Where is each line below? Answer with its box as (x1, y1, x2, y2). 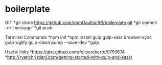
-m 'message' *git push (5, 24, 53, 30)
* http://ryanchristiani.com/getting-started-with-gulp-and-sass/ (5, 54, 133, 60)
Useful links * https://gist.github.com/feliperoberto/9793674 (5, 49, 125, 55)
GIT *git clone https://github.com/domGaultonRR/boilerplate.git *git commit (5, 20, 158, 25)
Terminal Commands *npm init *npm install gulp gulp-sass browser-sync (5, 34, 152, 40)
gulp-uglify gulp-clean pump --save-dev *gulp (5, 39, 99, 45)
